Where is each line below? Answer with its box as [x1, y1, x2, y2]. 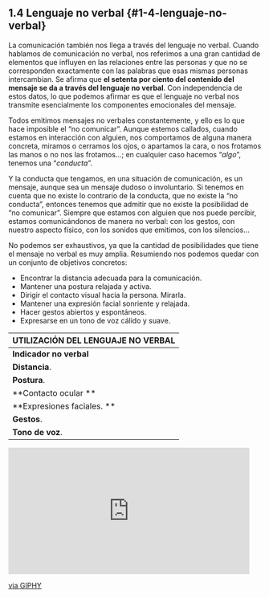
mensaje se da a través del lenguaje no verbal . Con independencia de [8, 83, 243, 92]
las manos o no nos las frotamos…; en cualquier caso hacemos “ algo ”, [8, 149, 242, 159]
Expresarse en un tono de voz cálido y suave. [19, 315, 171, 325]
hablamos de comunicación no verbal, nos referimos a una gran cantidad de [8, 48, 261, 59]
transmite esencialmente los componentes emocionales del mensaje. [8, 100, 237, 109]
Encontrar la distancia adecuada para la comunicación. [19, 273, 202, 283]
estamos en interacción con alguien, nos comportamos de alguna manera [8, 132, 252, 142]
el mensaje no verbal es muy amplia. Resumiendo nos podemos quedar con [8, 249, 259, 258]
